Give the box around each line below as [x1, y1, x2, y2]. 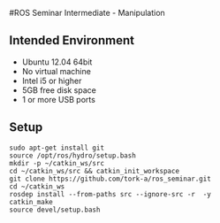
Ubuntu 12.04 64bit [21, 57, 93, 67]
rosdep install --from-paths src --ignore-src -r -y [9, 189, 212, 198]
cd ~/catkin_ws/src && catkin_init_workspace [9, 166, 179, 175]
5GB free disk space [21, 84, 97, 96]
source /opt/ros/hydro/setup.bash [9, 150, 137, 160]
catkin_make [9, 197, 53, 206]
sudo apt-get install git [9, 143, 104, 152]
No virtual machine [21, 65, 91, 76]
